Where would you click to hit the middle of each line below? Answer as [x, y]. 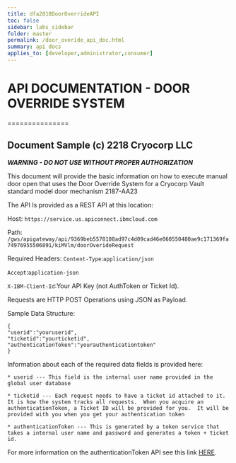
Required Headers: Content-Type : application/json [81, 258]
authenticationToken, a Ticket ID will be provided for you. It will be [118, 408]
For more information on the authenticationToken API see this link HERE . [112, 452]
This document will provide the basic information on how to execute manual [118, 176]
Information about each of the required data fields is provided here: [105, 364]
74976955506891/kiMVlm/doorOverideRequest [71, 245]
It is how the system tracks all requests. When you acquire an [105, 402]
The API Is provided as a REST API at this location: [81, 205]
